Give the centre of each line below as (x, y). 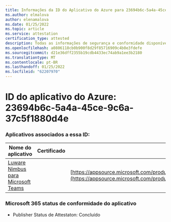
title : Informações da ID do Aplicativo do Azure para (65, 10)
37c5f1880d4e (37, 119)
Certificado (51, 151)
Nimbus (17, 169)
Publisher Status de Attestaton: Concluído (56, 214)
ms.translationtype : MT (31, 57)
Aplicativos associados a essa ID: (48, 135)
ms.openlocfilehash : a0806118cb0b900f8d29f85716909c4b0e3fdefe (74, 48)
